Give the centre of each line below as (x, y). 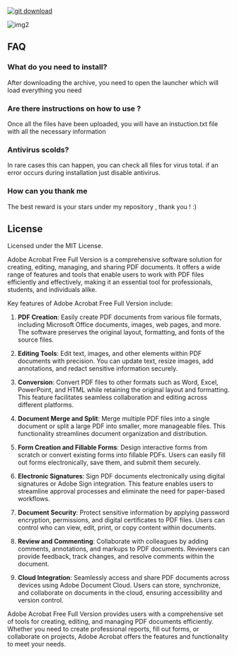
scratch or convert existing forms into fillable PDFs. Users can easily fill (121, 455)
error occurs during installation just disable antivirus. (84, 173)
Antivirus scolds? (38, 150)
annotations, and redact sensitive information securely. (98, 369)
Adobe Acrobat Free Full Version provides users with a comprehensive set (115, 614)
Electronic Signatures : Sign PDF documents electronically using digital (121, 476)
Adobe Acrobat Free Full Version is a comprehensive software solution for (115, 259)
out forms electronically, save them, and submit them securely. (109, 463)
